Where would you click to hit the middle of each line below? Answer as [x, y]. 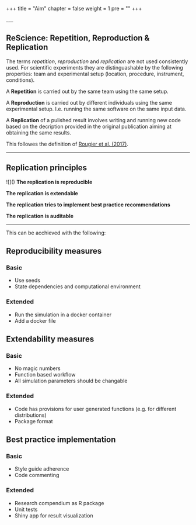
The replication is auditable [40, 216]
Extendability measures [50, 339]
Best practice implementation [61, 439]
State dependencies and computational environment [78, 286]
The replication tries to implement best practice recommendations [88, 205]
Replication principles [47, 168]
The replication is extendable [42, 193]
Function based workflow [45, 375]
